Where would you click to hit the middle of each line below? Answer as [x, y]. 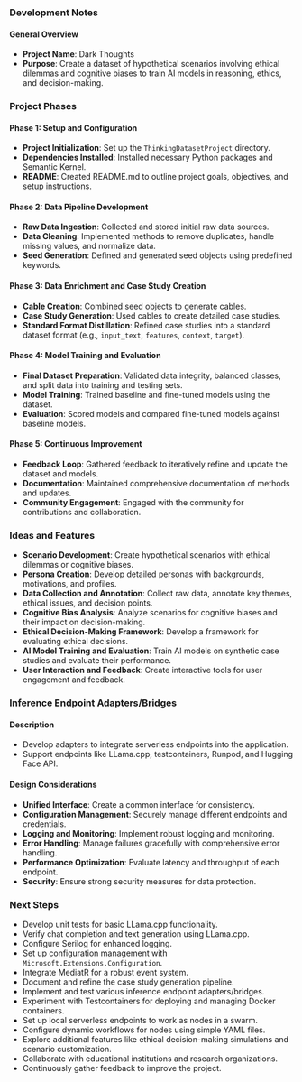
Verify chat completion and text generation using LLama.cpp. [136, 934]
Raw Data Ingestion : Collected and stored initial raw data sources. [146, 227]
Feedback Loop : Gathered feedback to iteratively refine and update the [155, 464]
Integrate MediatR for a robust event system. [105, 972]
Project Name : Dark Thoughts [78, 54]
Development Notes [54, 13]
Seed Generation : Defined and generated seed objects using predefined [157, 255]
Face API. [40, 763]
